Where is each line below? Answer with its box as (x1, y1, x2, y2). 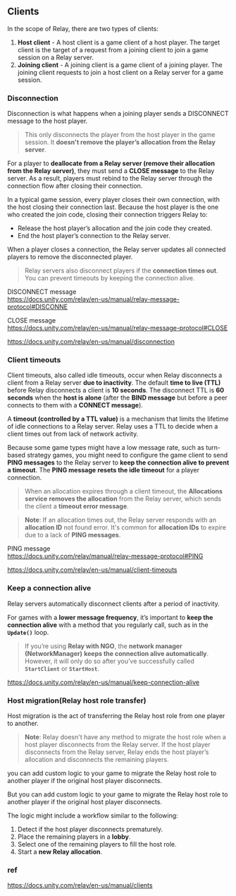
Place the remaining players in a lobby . (17, 832, 131, 841)
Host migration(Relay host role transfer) (7, 695, 147, 705)
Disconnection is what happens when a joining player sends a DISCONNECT (7, 109, 229, 118)
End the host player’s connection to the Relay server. (17, 232, 170, 240)
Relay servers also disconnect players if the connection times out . (24, 266, 218, 275)
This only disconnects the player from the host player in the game (24, 131, 216, 139)
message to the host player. (7, 117, 88, 126)
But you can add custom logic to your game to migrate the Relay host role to (7, 790, 228, 799)
